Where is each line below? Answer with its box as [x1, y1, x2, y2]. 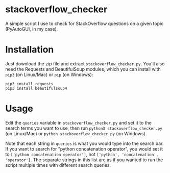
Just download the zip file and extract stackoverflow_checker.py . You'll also [5, 60, 165, 67]
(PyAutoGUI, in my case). [5, 26, 58, 32]
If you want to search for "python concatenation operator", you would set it [5, 145, 163, 152]
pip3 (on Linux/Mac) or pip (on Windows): [5, 71, 93, 78]
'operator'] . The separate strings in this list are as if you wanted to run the [5, 157, 163, 163]
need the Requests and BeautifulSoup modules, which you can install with [5, 66, 161, 72]
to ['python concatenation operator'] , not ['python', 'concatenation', [5, 151, 159, 157]
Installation [5, 44, 54, 56]
